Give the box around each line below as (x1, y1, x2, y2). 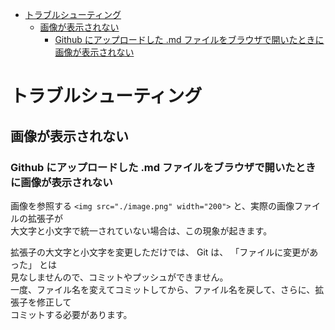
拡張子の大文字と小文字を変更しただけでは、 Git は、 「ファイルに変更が (10, 246, 310, 258)
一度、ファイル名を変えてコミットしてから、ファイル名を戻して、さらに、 (10, 283, 316, 295)
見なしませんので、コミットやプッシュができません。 (10, 271, 229, 283)
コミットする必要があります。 (10, 308, 133, 320)
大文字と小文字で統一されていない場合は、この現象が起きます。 (10, 224, 273, 237)
